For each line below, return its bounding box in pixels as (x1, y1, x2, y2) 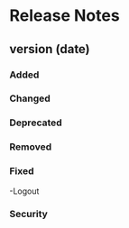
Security (9, 208, 48, 221)
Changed (9, 92, 51, 105)
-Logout (9, 186, 40, 196)
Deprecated (9, 116, 63, 129)
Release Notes (9, 5, 120, 26)
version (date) (9, 41, 90, 57)
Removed (9, 141, 52, 153)
